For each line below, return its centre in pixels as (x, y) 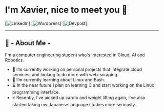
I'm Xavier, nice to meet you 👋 (66, 10)
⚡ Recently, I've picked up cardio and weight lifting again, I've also (79, 97)
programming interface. (36, 92)
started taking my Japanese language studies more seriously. (74, 104)
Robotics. (15, 60)
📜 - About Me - (28, 43)
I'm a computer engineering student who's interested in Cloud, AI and (75, 55)
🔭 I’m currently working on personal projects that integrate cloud (77, 69)
